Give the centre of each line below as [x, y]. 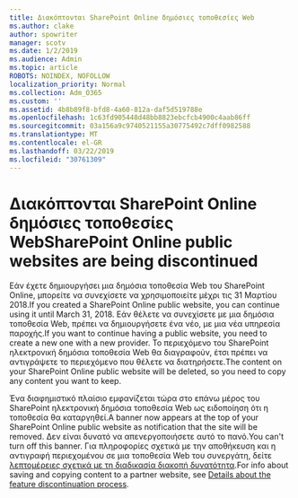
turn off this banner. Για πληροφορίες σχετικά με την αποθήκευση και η [143, 446]
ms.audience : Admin [46, 59]
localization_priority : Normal [68, 84]
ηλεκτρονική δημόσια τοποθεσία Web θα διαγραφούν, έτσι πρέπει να [139, 353]
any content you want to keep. [66, 381]
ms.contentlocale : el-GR [56, 143]
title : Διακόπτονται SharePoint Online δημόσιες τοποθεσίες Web [132, 17]
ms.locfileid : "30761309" [57, 159]
